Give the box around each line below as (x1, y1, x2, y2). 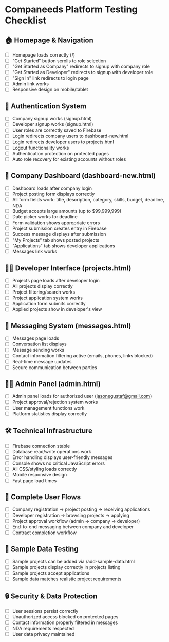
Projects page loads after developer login (12, 278, 100, 284)
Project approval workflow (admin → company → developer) (12, 518, 140, 524)
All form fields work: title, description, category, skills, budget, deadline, (12, 196, 165, 203)
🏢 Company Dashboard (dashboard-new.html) (5, 171, 156, 180)
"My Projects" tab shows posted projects (12, 237, 100, 243)
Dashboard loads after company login (12, 185, 92, 191)
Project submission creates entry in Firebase (12, 225, 107, 231)
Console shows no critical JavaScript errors (12, 460, 105, 466)
